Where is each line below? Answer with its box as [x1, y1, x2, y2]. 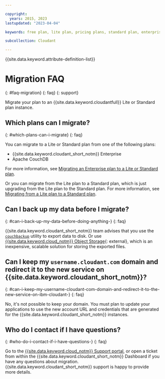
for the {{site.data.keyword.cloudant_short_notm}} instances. [5, 311, 129, 317]
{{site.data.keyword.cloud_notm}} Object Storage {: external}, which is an [5, 238, 153, 244]
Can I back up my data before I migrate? [5, 205, 129, 214]
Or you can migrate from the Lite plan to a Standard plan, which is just [5, 180, 146, 186]
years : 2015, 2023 [9, 16, 48, 21]
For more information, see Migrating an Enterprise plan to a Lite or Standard [5, 165, 158, 171]
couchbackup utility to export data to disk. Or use [5, 233, 102, 239]
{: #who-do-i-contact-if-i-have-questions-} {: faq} [5, 339, 107, 345]
